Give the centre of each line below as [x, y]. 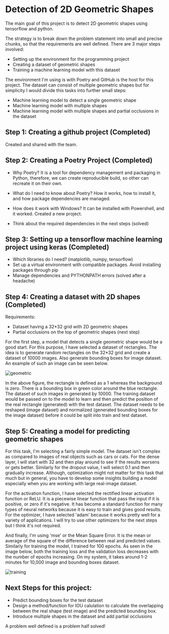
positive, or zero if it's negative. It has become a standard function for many [84, 504]
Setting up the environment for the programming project [71, 59]
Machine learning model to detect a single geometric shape [74, 100]
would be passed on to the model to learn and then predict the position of [82, 399]
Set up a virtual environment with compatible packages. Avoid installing [87, 265]
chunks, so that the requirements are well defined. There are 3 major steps [83, 44]
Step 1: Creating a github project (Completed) [78, 132]
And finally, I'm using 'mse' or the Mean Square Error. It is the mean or [78, 535]
